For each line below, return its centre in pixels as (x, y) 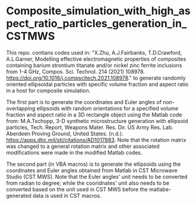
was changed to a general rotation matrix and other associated (83, 146)
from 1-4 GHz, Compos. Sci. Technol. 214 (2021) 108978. (76, 71)
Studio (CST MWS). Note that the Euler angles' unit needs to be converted (97, 176)
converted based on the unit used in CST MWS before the (77, 189)
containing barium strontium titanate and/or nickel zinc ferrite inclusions (94, 65)
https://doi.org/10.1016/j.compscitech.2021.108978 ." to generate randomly (96, 78)
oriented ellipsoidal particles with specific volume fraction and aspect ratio (97, 84)
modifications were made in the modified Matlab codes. (74, 152)
